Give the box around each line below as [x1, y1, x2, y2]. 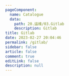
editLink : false [5, 58, 39, 63]
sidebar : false [5, 44, 37, 49]
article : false [5, 49, 37, 54]
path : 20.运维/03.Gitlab [14, 21, 64, 26]
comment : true [5, 53, 35, 59]
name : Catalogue [9, 12, 43, 17]
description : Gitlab [14, 26, 57, 31]
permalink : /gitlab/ [5, 40, 48, 45]
